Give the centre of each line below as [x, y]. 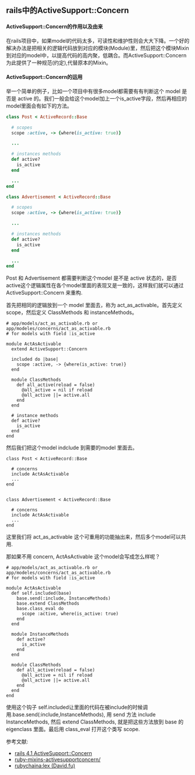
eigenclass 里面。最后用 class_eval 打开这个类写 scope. [73, 729]
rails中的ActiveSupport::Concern [68, 11]
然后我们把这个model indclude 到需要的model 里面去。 [72, 448]
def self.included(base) [41, 593]
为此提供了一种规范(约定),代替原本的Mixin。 [59, 63]
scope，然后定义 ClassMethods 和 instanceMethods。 [72, 312]
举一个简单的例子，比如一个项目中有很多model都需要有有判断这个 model [93, 91]
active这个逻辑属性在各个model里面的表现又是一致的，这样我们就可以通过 [95, 285]
